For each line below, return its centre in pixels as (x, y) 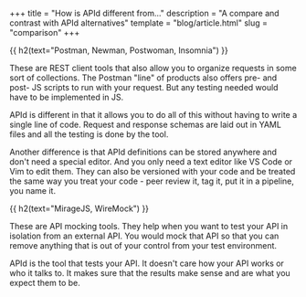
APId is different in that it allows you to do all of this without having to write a (153, 115)
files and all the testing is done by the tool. (89, 134)
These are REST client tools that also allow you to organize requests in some (153, 68)
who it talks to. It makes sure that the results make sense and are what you (150, 273)
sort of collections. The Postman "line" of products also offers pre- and (143, 78)
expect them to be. (45, 283)
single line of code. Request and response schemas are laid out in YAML (145, 124)
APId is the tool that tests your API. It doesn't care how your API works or (147, 263)
